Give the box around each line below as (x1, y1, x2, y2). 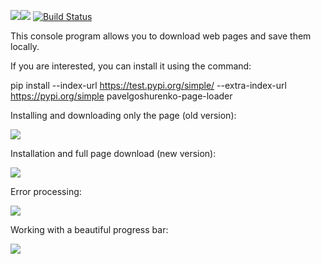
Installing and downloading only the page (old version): (10, 110, 237, 121)
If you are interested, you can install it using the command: (10, 60, 252, 72)
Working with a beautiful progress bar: (10, 224, 169, 235)
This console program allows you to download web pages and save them (10, 30, 312, 42)
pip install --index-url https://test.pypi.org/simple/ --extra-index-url (10, 80, 287, 91)
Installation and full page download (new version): (10, 148, 217, 159)
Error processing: (10, 186, 82, 197)
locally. (10, 41, 40, 52)
